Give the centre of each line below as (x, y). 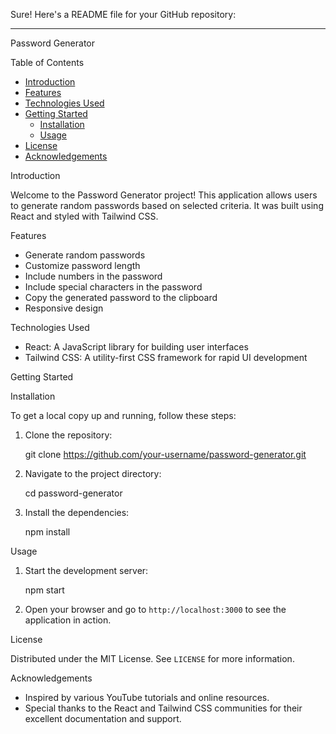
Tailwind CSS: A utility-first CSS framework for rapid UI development (166, 357)
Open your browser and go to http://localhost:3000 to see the (155, 609)
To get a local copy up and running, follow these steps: (123, 415)
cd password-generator (73, 493)
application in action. (68, 620)
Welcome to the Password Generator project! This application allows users (164, 195)
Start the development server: (86, 570)
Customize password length (82, 265)
